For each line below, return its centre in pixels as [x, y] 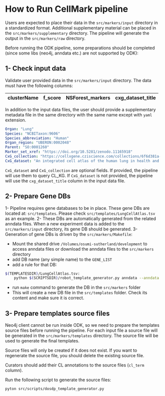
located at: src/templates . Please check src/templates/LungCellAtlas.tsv [80, 213]
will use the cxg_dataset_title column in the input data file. [65, 181]
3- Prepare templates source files [57, 313]
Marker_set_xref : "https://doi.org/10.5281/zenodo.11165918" [69, 152]
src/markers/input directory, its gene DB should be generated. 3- [71, 229]
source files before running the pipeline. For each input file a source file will [82, 331]
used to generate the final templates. [42, 341]
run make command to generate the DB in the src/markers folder [76, 287]
